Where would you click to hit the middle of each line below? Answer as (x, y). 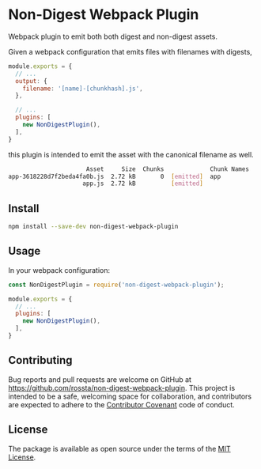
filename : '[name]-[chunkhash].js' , (83, 89)
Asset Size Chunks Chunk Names (167, 169)
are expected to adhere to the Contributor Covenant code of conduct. (121, 404)
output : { (31, 81)
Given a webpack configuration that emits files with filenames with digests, (130, 51)
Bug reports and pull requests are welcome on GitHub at (100, 379)
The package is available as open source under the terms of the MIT (119, 448)
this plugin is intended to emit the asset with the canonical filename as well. (131, 154)
